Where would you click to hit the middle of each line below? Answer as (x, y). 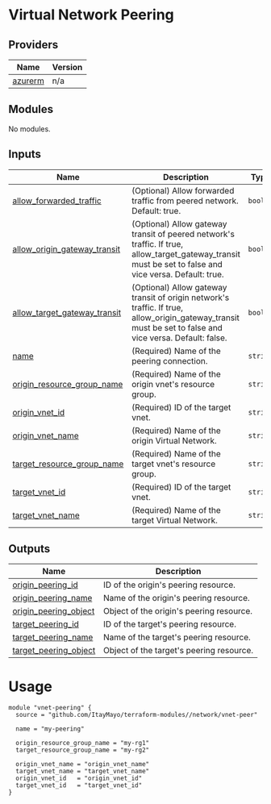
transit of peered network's (183, 234)
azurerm (28, 81)
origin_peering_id (45, 585)
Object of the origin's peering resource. (178, 611)
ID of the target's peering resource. (170, 624)
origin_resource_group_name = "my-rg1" (83, 744)
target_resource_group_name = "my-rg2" (83, 750)
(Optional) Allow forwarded (183, 190)
